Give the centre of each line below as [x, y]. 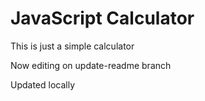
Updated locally [43, 84]
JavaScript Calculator [102, 18]
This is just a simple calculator [72, 46]
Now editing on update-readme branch [91, 65]
